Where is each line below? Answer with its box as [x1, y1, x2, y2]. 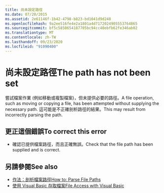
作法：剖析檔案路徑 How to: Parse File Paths [12, 177, 101, 183]
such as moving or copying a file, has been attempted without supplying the [5, 100, 159, 106]
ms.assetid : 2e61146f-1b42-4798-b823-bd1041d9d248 [5, 16, 111, 21]
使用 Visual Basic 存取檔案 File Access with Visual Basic [12, 183, 125, 189]
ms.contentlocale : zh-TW [5, 35, 56, 40]
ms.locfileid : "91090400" [5, 44, 58, 49]
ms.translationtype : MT [5, 30, 54, 35]
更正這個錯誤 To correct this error [5, 127, 107, 136]
